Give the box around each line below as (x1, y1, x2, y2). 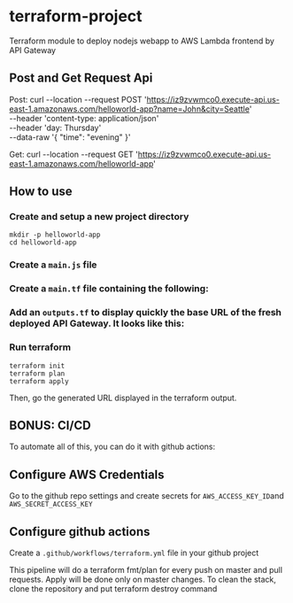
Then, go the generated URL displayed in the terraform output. (9, 392, 237, 403)
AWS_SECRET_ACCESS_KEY (9, 500, 93, 509)
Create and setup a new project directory (9, 211, 189, 223)
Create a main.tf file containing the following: (9, 282, 210, 295)
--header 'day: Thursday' (9, 122, 102, 133)
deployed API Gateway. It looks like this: (9, 317, 185, 329)
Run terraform (9, 341, 72, 353)
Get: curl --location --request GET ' (9, 149, 139, 159)
